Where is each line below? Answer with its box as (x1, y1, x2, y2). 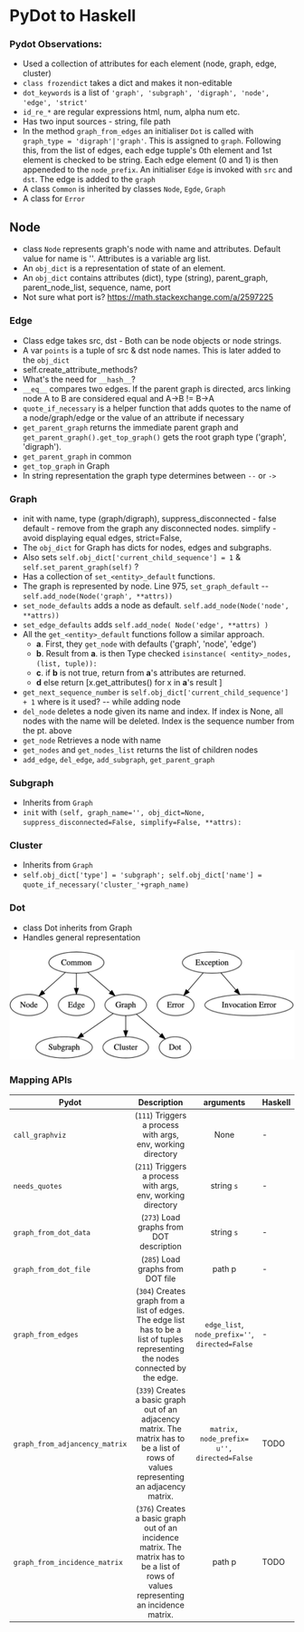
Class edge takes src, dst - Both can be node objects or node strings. (22, 335, 282, 345)
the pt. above (22, 724, 72, 735)
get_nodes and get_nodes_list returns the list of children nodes (22, 744, 259, 755)
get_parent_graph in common (22, 451, 132, 461)
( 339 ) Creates (135, 1384, 186, 1396)
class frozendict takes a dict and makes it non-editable (22, 78, 233, 89)
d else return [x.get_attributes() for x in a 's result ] (35, 676, 223, 687)
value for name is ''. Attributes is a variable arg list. (22, 253, 211, 264)
